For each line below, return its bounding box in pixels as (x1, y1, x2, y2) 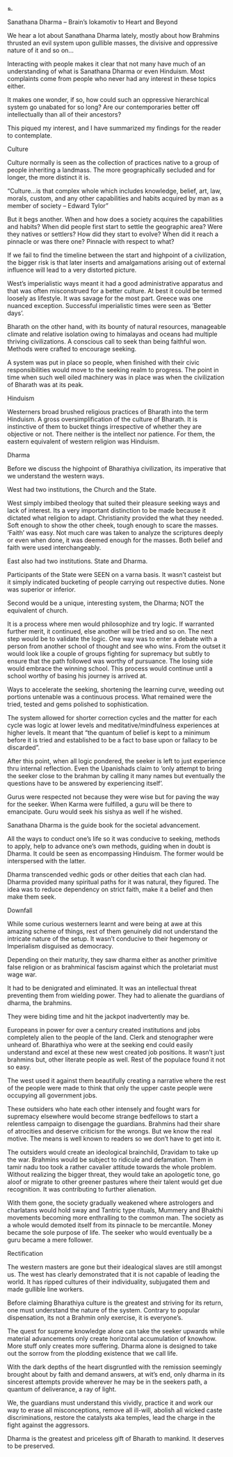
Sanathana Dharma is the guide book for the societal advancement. (7, 821, 200, 829)
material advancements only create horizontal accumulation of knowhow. (7, 1335, 217, 1342)
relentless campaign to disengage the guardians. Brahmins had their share (7, 1120, 220, 1128)
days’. (7, 309, 24, 317)
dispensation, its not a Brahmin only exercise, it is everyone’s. (7, 1314, 183, 1321)
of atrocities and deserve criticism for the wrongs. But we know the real (7, 1127, 212, 1135)
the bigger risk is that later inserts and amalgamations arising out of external (7, 258, 226, 266)
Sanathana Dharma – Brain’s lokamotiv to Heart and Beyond (7, 18, 178, 26)
